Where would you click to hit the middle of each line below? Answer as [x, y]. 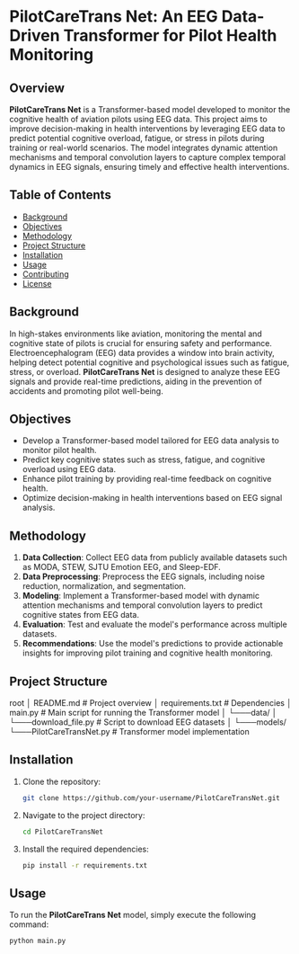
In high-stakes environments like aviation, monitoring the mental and [136, 334]
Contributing [45, 274]
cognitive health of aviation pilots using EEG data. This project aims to [138, 119]
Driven [35, 36]
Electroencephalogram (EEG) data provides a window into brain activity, [142, 352]
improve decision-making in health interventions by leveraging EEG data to [147, 129]
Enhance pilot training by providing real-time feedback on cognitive [147, 479]
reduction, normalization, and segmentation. [104, 586]
